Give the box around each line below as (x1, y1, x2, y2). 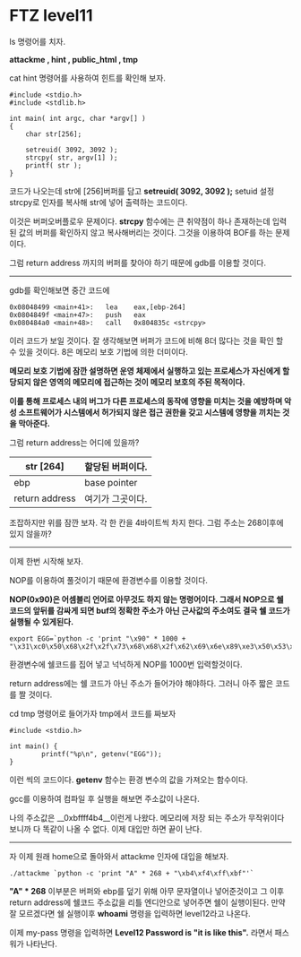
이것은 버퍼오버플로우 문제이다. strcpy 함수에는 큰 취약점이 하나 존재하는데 (9, 216, 271, 227)
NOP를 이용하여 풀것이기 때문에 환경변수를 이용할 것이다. (9, 574, 209, 585)
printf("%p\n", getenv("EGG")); (41, 749, 163, 758)
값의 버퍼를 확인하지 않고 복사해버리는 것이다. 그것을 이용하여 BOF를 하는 (18, 227, 273, 237)
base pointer (84, 476, 138, 488)
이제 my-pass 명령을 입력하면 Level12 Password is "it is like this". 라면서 (9, 927, 273, 937)
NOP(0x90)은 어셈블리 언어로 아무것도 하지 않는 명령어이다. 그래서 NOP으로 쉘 (9, 593, 284, 605)
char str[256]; (25, 129, 82, 139)
